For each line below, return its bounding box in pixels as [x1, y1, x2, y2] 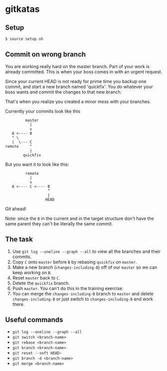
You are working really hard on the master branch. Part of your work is [5, 63, 150, 69]
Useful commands [5, 315, 63, 324]
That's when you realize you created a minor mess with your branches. [5, 98, 151, 104]
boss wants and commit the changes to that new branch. [5, 89, 122, 95]
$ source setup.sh [5, 36, 43, 41]
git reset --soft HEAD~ [12, 351, 62, 356]
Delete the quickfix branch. [12, 280, 70, 286]
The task [5, 235, 33, 244]
